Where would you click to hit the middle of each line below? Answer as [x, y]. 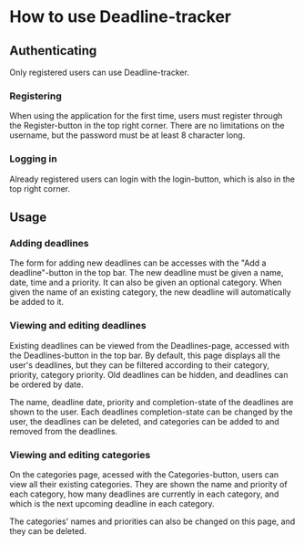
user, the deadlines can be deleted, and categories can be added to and [144, 421]
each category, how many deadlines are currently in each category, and [144, 494]
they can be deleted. [48, 530]
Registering [35, 96]
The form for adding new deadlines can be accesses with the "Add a [138, 263]
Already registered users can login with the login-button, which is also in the [152, 179]
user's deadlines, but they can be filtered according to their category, [140, 365]
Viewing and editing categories [80, 455]
